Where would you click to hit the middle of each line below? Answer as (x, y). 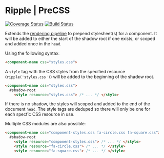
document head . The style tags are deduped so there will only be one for (78, 109)
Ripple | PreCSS (38, 10)
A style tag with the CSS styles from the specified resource (65, 71)
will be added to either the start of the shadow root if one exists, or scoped (80, 39)
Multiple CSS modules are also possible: (46, 124)
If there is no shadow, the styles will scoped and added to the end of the (78, 104)
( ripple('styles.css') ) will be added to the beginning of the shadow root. (80, 77)
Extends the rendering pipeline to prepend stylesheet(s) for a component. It (81, 33)
